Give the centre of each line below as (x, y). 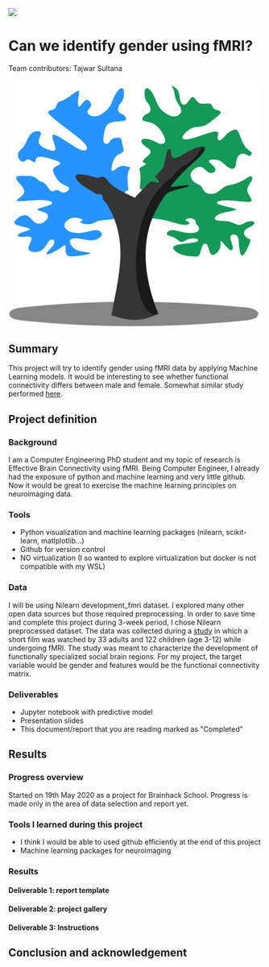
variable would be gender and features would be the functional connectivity (134, 665)
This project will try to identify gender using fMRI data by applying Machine (133, 368)
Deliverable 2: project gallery (58, 909)
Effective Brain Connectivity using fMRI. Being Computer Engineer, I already (134, 468)
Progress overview (46, 778)
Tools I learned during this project (76, 824)
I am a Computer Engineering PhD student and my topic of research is (124, 460)
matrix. (20, 674)
